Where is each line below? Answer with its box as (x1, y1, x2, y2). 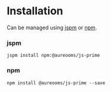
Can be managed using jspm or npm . (7, 24, 97, 31)
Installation (7, 4, 64, 18)
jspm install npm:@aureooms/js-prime (7, 53, 100, 59)
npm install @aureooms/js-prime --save (7, 79, 106, 86)
